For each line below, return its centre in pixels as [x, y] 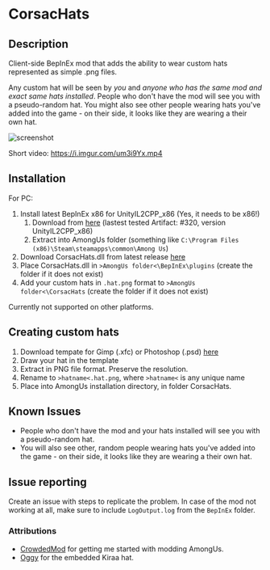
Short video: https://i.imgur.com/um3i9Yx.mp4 [85, 153]
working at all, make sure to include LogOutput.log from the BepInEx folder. [132, 510]
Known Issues [45, 412]
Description [38, 44]
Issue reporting [48, 482]
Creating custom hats [64, 332]
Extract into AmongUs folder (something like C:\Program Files [135, 239]
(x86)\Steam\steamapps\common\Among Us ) [100, 248]
